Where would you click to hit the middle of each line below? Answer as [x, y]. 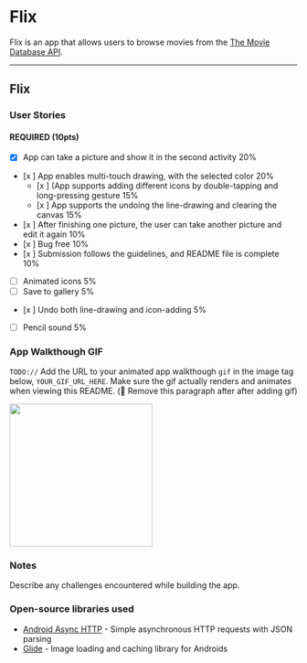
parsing [37, 638]
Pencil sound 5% [54, 327]
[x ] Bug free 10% [56, 243]
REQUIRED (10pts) [44, 137]
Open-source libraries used [72, 609]
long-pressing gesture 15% [87, 195]
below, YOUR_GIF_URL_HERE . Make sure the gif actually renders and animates [151, 381]
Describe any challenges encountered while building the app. [125, 585]
